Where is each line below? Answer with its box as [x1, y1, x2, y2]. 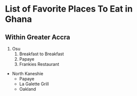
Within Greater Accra [5, 33, 70, 41]
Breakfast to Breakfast [19, 51, 64, 57]
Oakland [19, 86, 36, 92]
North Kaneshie [12, 71, 44, 76]
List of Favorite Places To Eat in [5, 3, 133, 15]
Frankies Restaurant [19, 62, 60, 67]
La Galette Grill [19, 81, 49, 87]
